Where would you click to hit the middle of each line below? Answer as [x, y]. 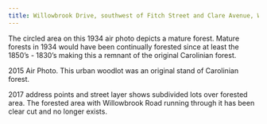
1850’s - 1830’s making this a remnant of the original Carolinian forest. [122, 55]
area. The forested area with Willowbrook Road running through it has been [132, 103]
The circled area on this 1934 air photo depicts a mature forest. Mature [124, 38]
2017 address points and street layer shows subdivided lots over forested [128, 94]
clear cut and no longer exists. [58, 111]
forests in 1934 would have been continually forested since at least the [124, 46]
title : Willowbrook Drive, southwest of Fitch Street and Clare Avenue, [131, 15]
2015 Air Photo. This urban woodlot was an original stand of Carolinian [124, 70]
